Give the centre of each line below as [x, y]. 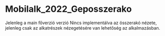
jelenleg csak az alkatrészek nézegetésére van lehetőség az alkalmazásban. [83, 28]
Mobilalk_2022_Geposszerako [68, 9]
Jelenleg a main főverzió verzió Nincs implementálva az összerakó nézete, [81, 23]
